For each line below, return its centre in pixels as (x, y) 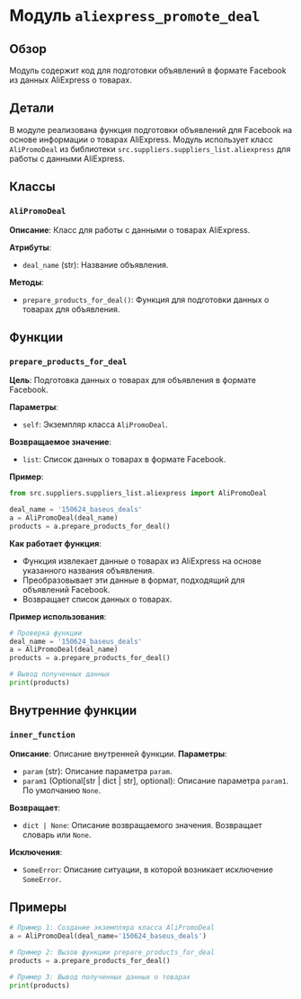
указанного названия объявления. (88, 570)
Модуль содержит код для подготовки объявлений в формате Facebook (148, 70)
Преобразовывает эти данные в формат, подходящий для (133, 580)
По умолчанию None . (62, 790)
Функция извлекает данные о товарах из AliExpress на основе (142, 561)
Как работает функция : (55, 543)
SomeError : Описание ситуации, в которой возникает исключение (148, 870)
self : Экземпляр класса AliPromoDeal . (95, 424)
